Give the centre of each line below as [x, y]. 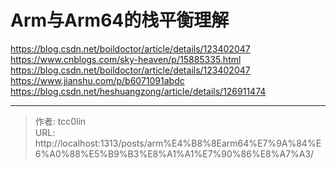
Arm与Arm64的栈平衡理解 [120, 20]
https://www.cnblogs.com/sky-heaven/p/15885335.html [126, 59]
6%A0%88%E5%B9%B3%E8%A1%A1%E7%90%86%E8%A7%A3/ [174, 153]
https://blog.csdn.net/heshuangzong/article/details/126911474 [138, 91]
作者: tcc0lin [60, 121]
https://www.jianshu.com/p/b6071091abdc [97, 80]
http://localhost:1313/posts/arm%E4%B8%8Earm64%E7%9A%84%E [178, 143]
